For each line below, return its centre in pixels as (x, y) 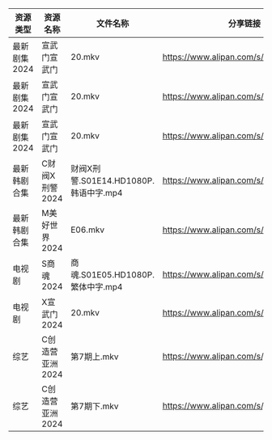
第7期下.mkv (95, 406)
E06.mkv (88, 230)
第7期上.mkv (95, 357)
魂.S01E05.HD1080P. (113, 275)
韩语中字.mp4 (97, 193)
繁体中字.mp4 (97, 287)
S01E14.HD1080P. (118, 181)
